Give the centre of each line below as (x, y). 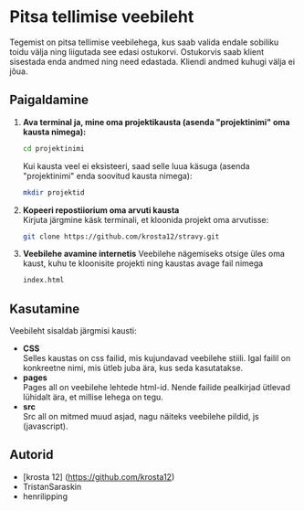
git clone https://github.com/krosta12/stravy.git (121, 236)
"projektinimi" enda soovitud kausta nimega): (107, 176)
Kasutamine (45, 309)
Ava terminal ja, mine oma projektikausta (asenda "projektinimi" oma (156, 122)
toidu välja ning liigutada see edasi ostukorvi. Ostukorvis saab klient (137, 51)
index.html (43, 281)
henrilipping (45, 496)
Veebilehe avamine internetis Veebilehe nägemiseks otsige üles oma (154, 254)
